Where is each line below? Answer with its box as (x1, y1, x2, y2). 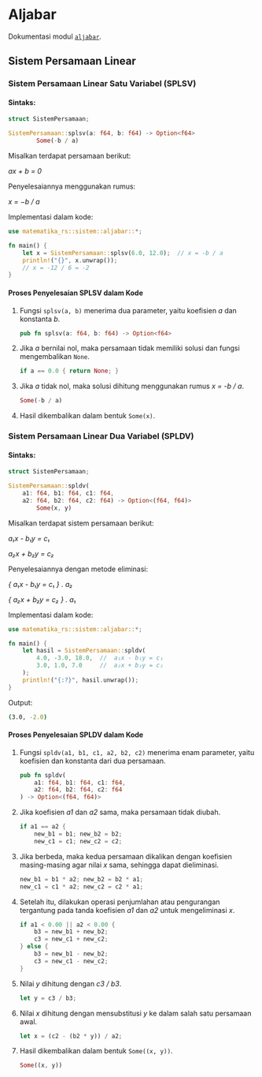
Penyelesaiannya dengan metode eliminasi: (8, 564, 148, 574)
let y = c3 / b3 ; (19, 994, 77, 1002)
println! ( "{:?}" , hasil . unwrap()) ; (22, 676, 139, 684)
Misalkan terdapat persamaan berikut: (8, 151, 131, 161)
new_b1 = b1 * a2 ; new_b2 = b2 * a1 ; (19, 875, 144, 883)
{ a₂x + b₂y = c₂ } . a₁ (8, 594, 76, 604)
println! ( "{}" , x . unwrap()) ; (22, 256, 118, 264)
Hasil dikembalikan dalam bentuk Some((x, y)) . (19, 1046, 173, 1056)
